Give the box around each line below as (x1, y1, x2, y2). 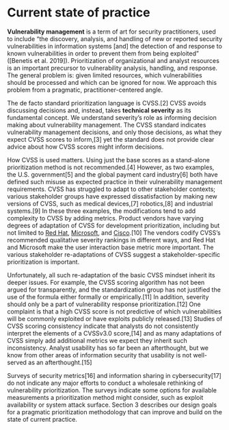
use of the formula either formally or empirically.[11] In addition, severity (7, 292, 209, 301)
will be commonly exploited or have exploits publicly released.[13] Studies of (7, 314, 223, 322)
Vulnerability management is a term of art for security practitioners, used (7, 27, 217, 36)
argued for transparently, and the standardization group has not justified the (7, 286, 221, 294)
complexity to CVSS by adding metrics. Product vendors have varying (7, 214, 204, 222)
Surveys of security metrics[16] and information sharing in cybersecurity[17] (7, 371, 222, 379)
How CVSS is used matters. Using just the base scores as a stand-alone (7, 155, 210, 164)
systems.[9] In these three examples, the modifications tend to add (7, 207, 196, 215)
